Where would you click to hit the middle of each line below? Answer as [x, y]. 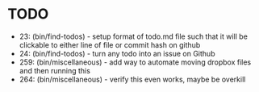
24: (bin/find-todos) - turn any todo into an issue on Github [117, 53]
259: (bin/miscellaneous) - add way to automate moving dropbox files [135, 62]
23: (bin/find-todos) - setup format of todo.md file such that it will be [133, 36]
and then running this [54, 70]
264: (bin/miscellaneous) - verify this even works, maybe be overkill [132, 79]
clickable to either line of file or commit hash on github [110, 44]
